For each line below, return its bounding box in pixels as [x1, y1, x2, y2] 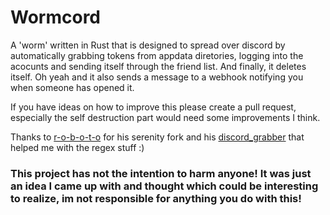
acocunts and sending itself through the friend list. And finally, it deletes [10, 60, 307, 72]
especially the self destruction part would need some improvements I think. [10, 111, 321, 123]
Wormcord [10, 6, 102, 29]
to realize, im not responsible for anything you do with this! [10, 191, 302, 205]
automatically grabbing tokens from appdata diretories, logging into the [10, 49, 304, 61]
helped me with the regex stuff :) [10, 141, 145, 153]
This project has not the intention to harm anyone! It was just [10, 166, 312, 180]
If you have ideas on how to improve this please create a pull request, [10, 101, 297, 113]
